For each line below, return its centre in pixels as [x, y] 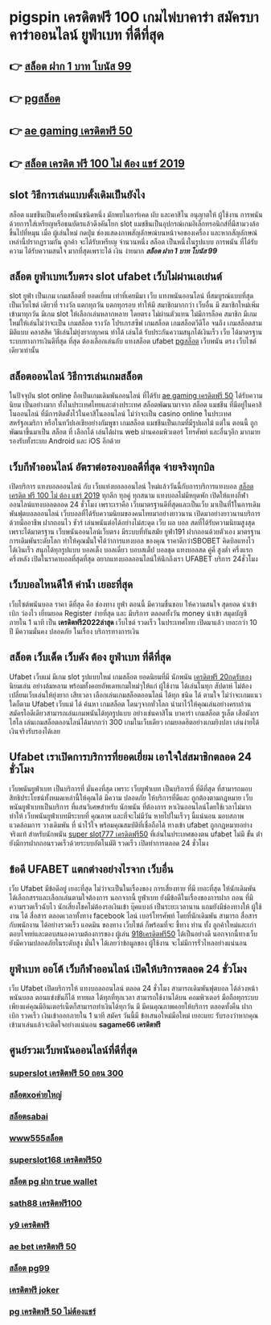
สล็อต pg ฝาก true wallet [53, 1181]
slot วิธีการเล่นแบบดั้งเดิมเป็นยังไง [77, 195]
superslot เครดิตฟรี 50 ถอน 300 [66, 1073]
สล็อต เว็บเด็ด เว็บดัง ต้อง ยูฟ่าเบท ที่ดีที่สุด [90, 657]
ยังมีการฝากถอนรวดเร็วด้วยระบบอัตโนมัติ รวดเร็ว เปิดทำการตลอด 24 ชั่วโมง [109, 844]
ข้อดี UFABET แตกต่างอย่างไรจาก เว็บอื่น [91, 869]
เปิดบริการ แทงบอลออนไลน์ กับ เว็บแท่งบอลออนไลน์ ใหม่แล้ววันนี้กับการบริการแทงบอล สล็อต [131, 486]
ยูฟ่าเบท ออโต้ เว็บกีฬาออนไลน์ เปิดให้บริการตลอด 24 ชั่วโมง [128, 969]
